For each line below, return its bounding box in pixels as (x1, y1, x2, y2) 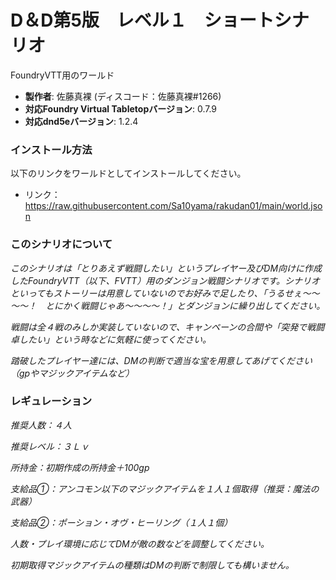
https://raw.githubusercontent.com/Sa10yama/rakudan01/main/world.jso (24, 200, 323, 212)
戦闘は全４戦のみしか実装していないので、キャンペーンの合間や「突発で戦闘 (10, 321, 325, 333)
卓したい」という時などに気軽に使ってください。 (10, 333, 212, 345)
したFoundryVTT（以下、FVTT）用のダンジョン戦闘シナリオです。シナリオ (10, 274, 321, 286)
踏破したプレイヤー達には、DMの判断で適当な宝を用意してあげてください (10, 354, 313, 366)
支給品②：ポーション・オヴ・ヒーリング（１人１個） (10, 516, 233, 528)
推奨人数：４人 (10, 419, 72, 431)
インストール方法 (10, 142, 93, 156)
